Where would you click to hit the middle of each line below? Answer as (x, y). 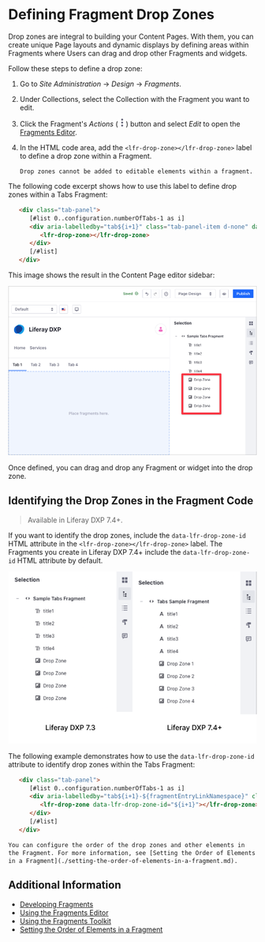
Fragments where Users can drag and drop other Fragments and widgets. (128, 53)
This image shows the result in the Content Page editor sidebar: (112, 275)
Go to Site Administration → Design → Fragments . (100, 84)
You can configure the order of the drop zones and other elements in (127, 845)
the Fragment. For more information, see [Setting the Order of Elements (132, 853)
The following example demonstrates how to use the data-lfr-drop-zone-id (131, 755)
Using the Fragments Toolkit (65, 921)
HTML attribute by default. (60, 560)
